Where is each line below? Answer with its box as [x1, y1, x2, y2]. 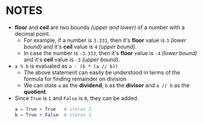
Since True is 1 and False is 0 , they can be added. [14, 95, 139, 102]
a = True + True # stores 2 [14, 106, 92, 112]
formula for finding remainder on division [23, 75, 127, 82]
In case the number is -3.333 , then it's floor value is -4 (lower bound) [23, 49, 198, 56]
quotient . [23, 88, 48, 95]
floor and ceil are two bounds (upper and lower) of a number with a [14, 24, 185, 31]
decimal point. [14, 30, 51, 37]
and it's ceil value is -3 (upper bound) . [23, 56, 120, 63]
